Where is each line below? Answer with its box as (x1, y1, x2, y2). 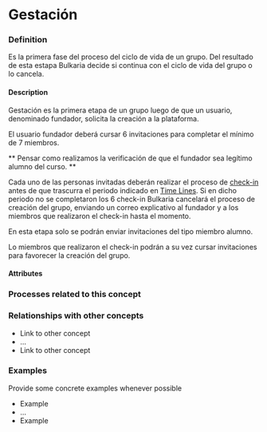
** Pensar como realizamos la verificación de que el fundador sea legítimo (8, 153, 253, 163)
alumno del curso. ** (8, 161, 77, 171)
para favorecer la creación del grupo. (8, 250, 131, 260)
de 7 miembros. (8, 137, 60, 147)
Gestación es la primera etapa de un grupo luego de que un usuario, (8, 105, 233, 115)
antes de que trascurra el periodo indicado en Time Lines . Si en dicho (8, 185, 238, 195)
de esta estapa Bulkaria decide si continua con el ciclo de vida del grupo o (8, 61, 253, 70)
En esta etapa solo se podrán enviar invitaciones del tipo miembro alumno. (8, 226, 253, 236)
